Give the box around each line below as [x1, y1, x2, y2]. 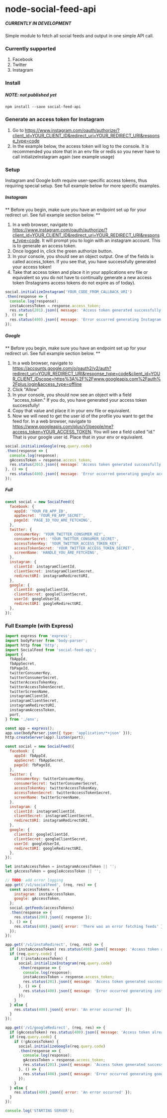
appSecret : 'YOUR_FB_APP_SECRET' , [14, 513, 85, 518]
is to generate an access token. [12, 242, 77, 248]
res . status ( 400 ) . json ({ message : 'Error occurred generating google [9, 471, 155, 476]
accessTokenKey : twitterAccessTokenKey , [14, 785, 99, 791]
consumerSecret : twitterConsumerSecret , [14, 781, 99, 786]
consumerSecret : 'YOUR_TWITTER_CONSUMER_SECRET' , [14, 536, 119, 541]
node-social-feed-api [5, 3, 96, 15]
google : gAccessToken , [14, 896, 61, 901]
